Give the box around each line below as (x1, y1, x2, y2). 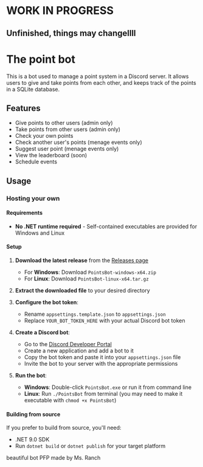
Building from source (6, 410, 61, 418)
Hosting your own (6, 194, 60, 202)
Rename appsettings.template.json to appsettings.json (24, 310, 166, 318)
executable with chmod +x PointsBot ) (24, 397, 117, 404)
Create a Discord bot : (15, 329, 70, 336)
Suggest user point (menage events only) (15, 145, 119, 152)
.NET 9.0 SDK (15, 436, 50, 443)
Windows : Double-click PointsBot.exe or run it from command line (24, 383, 192, 391)
